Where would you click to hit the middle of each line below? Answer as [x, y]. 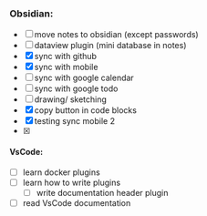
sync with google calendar [84, 78]
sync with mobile [66, 67]
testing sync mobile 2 [75, 121]
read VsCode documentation [77, 202]
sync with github [66, 57]
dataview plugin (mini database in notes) [110, 46]
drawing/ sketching [71, 99]
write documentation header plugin [102, 192]
